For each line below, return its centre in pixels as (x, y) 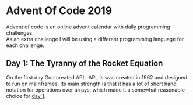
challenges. (20, 32)
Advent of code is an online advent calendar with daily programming (88, 27)
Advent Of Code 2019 (59, 11)
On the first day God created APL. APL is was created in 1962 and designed (97, 77)
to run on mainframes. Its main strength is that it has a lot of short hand (91, 84)
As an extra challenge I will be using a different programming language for (95, 39)
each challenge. (25, 45)
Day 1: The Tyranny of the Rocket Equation (85, 64)
